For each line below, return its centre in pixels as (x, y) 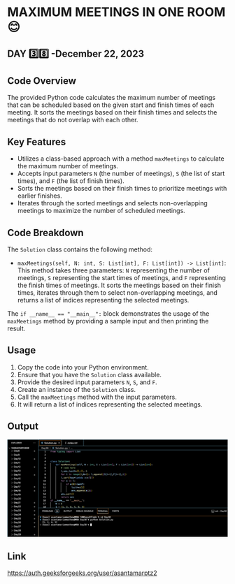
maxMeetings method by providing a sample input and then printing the (108, 321)
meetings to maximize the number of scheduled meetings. (101, 211)
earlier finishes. (40, 196)
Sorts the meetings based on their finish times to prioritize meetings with (122, 189)
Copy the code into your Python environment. (83, 367)
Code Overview (42, 81)
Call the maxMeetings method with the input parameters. (97, 397)
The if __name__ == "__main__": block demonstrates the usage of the (108, 314)
